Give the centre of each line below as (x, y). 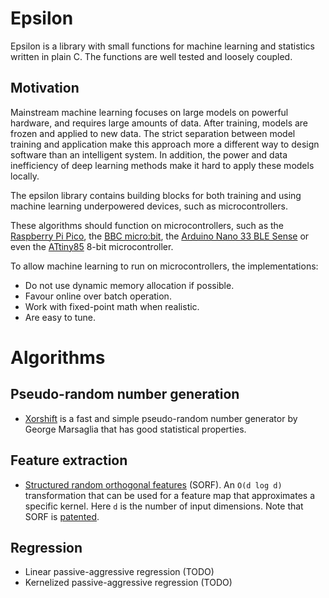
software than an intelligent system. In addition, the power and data (149, 154)
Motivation (45, 88)
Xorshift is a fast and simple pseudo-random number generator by (161, 418)
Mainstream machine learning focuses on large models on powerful (149, 112)
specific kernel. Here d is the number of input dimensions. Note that (164, 506)
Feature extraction (69, 460)
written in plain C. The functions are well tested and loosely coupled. (151, 56)
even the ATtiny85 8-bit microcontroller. (92, 246)
